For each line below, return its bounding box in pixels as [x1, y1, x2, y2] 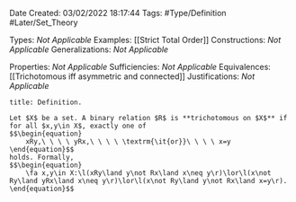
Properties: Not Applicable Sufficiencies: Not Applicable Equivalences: [9, 62, 272, 72]
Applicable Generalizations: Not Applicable [9, 44, 169, 55]
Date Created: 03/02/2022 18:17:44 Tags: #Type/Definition [9, 8, 227, 18]
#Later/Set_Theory [9, 17, 78, 28]
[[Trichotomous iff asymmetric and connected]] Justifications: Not [9, 71, 256, 82]
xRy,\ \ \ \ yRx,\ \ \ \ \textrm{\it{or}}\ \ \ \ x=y [25, 137, 231, 146]
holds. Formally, [9, 153, 75, 162]
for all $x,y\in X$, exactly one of [9, 121, 147, 130]
